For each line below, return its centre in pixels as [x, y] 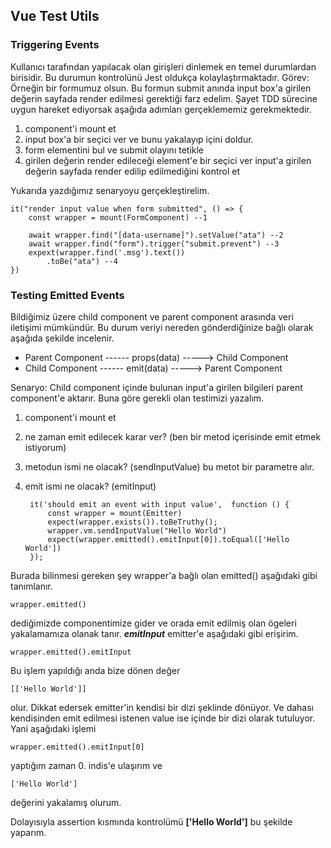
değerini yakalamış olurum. [66, 802]
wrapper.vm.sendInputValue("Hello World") [137, 530]
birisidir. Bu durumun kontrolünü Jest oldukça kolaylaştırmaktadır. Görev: [160, 77]
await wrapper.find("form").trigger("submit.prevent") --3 [154, 244]
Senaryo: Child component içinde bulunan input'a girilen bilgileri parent [156, 387]
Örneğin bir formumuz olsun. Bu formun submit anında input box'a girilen [161, 88]
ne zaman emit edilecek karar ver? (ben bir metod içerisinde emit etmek [173, 436]
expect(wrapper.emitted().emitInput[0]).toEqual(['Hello [168, 539]
